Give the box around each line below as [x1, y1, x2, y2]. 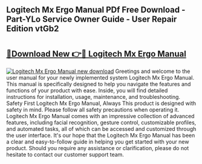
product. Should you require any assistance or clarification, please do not [6, 145, 189, 151]
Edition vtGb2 [6, 24, 59, 34]
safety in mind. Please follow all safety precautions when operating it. [6, 106, 180, 113]
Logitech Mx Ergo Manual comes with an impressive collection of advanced [6, 113, 195, 119]
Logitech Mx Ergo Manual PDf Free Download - [6, 5, 186, 15]
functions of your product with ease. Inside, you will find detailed [6, 87, 168, 94]
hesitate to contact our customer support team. [6, 151, 124, 158]
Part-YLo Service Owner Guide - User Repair [6, 14, 177, 25]
